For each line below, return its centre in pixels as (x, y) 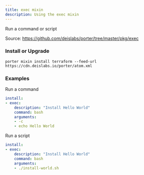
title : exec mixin (24, 10)
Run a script (17, 136)
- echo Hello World (34, 126)
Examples (17, 78)
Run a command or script (31, 28)
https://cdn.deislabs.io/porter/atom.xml (49, 66)
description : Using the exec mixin (42, 14)
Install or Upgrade (27, 51)
